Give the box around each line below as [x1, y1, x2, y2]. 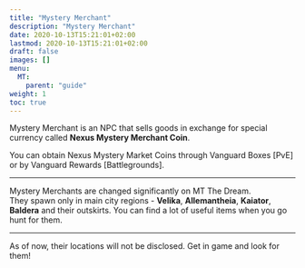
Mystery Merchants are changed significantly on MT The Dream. [9, 185, 251, 196]
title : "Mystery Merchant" [9, 13, 112, 23]
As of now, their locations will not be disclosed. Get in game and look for [9, 241, 280, 252]
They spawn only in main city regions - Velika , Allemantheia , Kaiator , [9, 195, 271, 206]
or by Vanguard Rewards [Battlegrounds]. [9, 160, 165, 171]
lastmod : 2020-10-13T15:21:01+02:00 [9, 38, 148, 48]
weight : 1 [9, 89, 47, 98]
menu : [9, 65, 30, 74]
